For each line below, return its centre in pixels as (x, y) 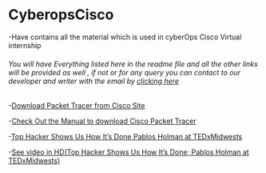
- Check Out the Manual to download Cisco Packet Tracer (102, 121)
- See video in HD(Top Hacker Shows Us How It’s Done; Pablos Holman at (129, 152)
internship (25, 45)
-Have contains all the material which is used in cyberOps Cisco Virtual (125, 37)
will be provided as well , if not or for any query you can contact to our (125, 72)
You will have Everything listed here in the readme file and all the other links (133, 64)
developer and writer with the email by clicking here (94, 81)
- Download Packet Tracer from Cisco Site (77, 106)
